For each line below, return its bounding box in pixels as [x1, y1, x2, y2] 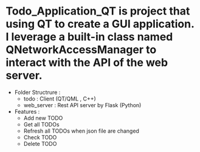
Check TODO [23, 133, 57, 140]
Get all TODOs [23, 121, 60, 128]
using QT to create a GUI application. [5, 17, 195, 31]
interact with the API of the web [5, 56, 168, 70]
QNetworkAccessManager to [5, 43, 157, 57]
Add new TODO [23, 114, 63, 122]
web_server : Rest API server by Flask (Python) [23, 101, 142, 108]
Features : [14, 108, 40, 115]
